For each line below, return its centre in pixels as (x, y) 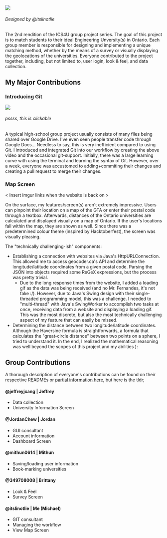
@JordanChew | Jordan (30, 419)
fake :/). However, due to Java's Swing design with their (77, 294)
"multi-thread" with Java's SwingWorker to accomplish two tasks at (89, 304)
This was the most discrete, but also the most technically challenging (91, 315)
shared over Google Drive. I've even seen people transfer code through (78, 139)
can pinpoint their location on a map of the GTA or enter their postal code (80, 210)
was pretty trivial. (30, 278)
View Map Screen (30, 530)
